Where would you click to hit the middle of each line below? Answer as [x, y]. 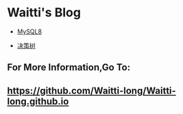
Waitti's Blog [44, 13]
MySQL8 [29, 31]
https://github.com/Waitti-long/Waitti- [91, 90]
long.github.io [38, 101]
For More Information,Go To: [69, 67]
